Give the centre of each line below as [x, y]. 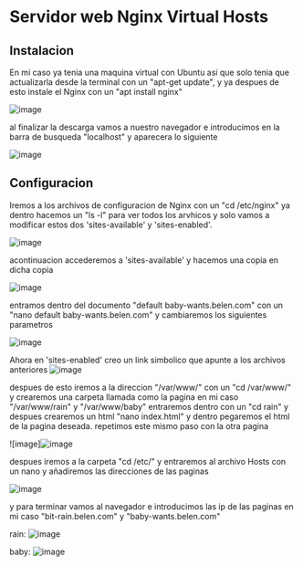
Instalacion [42, 51]
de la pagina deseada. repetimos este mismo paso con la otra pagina [139, 425]
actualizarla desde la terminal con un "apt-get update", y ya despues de [145, 82]
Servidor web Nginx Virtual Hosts [139, 17]
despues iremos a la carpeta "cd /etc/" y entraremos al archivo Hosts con [148, 461]
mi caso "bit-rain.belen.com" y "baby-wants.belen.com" [115, 516]
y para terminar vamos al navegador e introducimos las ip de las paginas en [151, 506]
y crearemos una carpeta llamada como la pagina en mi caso [124, 397]
